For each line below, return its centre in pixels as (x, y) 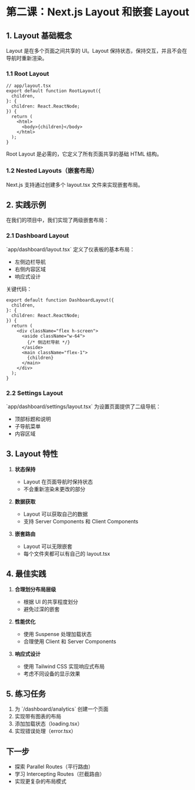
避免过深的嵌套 (41, 609)
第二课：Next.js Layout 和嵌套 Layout (98, 12)
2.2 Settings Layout (35, 393)
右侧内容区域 (30, 269)
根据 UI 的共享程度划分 (51, 601)
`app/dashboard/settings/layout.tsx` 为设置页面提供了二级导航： (84, 406)
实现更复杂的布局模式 (40, 781)
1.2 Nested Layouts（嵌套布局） (52, 171)
